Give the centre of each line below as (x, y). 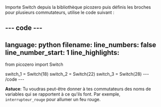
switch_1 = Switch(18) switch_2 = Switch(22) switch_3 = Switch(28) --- (77, 74)
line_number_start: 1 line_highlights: (62, 52)
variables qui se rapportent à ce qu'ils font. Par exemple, (63, 94)
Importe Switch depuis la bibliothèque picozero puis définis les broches (78, 7)
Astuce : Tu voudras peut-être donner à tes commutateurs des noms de (78, 89)
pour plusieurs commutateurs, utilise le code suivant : (60, 12)
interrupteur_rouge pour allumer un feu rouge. (53, 100)
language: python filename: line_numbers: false (81, 45)
